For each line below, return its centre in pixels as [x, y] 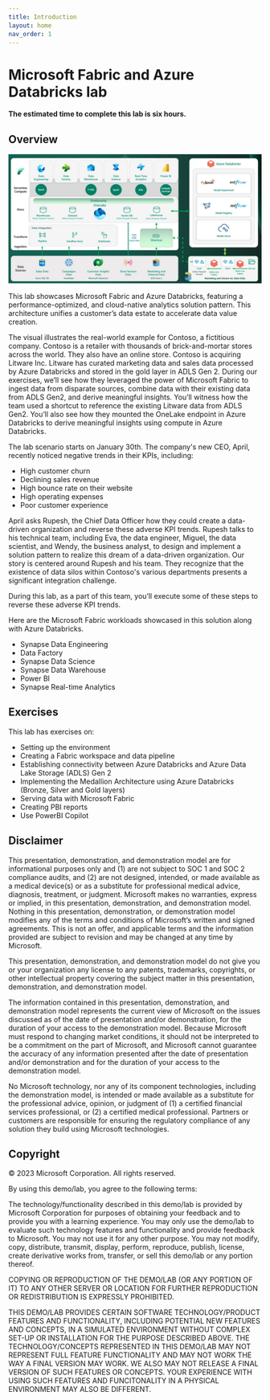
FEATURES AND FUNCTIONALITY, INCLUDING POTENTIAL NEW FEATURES [135, 1321]
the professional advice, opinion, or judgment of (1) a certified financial [125, 1103]
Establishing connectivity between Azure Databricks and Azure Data [133, 764]
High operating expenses [61, 497]
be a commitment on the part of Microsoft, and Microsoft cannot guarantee [133, 1045]
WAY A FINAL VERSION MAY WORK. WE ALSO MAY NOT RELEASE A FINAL [133, 1364]
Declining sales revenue [59, 480]
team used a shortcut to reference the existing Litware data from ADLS [125, 406]
